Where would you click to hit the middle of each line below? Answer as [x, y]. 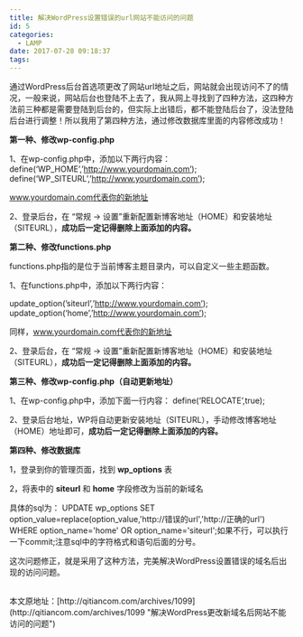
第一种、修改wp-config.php [62, 140]
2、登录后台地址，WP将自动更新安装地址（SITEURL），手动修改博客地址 [143, 420]
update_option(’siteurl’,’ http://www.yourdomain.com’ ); [109, 303]
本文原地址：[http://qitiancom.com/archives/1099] [102, 601]
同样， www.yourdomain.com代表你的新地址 [91, 332]
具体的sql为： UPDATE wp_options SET [82, 508]
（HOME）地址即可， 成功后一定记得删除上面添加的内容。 [116, 431]
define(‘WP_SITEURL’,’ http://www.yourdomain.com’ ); [107, 178]
